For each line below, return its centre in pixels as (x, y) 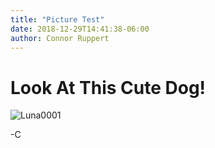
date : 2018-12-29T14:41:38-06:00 (80, 29)
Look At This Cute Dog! (108, 87)
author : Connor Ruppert (60, 38)
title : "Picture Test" (57, 19)
